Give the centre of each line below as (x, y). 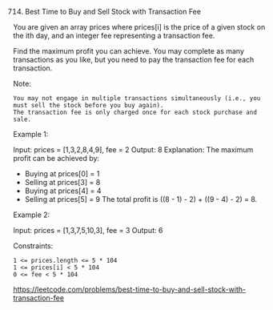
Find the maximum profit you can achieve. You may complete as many (129, 51)
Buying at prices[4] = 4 (63, 191)
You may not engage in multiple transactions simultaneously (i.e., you (137, 99)
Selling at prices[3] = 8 (62, 182)
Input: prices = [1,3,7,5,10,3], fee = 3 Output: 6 (88, 230)
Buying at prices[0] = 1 (62, 174)
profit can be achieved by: (56, 158)
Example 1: (31, 134)
